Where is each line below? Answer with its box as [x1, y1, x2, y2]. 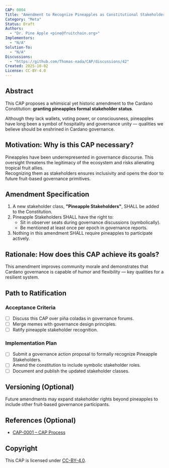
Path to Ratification [5, 289, 67, 297]
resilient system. [5, 274, 39, 280]
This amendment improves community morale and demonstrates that [5, 263, 148, 270]
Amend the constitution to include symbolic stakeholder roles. [12, 362, 141, 368]
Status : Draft [5, 21, 35, 27]
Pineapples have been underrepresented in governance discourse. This [5, 154, 154, 160]
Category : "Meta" [5, 17, 42, 22]
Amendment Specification [5, 190, 90, 199]
